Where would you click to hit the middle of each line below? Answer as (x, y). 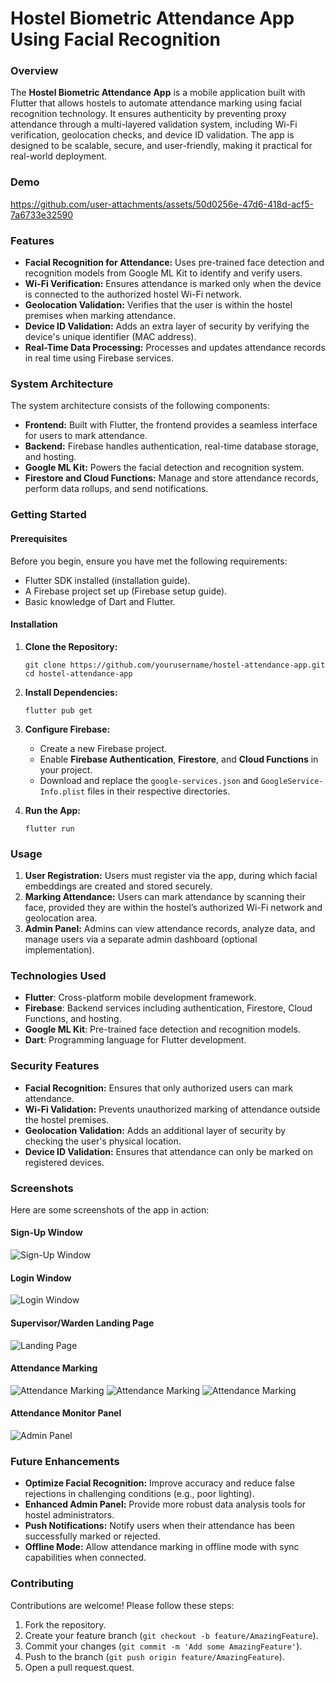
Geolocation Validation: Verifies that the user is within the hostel (158, 305)
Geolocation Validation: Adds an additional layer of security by (155, 1130)
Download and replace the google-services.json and (149, 780)
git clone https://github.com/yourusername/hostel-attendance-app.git (175, 665)
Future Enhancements (65, 1461)
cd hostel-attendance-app (78, 673)
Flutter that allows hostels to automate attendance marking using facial (156, 103)
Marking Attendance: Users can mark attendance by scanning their (165, 896)
